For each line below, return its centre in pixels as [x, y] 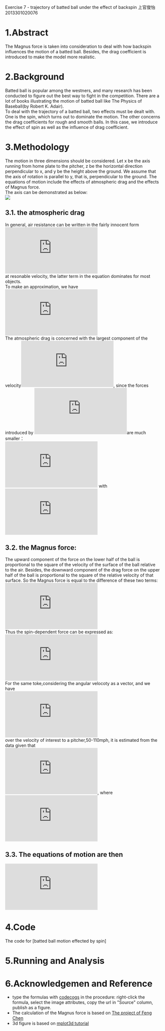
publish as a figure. [32, 1008]
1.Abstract [27, 33]
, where [105, 793]
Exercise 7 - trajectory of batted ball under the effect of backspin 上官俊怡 [80, 7]
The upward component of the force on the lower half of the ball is [73, 560]
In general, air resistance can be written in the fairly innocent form [72, 225]
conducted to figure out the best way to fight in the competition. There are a [82, 96]
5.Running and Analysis [55, 961]
